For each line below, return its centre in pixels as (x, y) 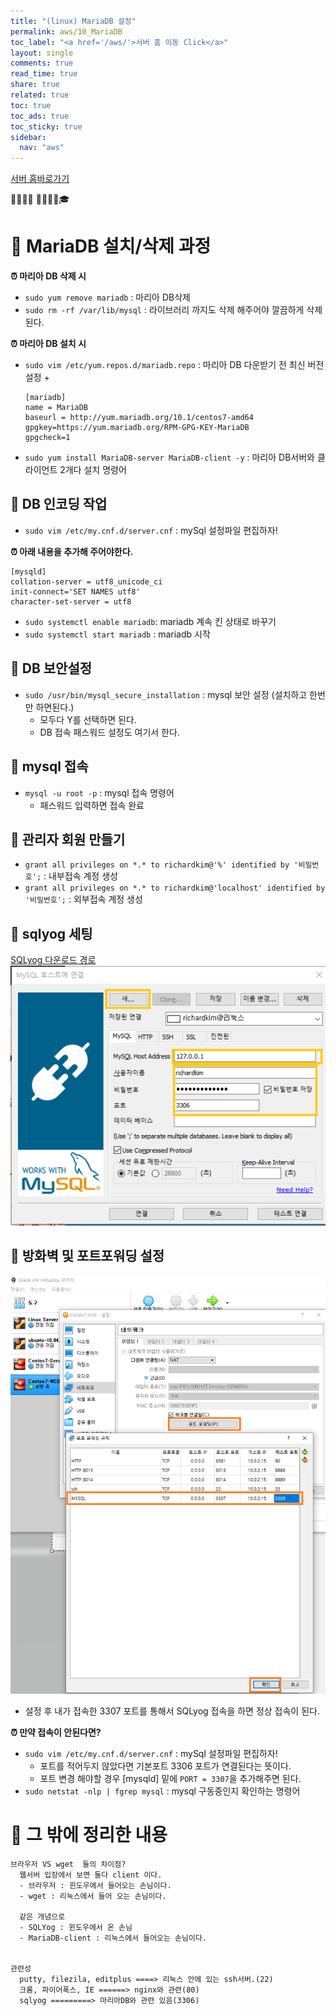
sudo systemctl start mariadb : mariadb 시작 (117, 634)
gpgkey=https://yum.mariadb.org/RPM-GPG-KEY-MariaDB (137, 428)
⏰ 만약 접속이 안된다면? (56, 1732)
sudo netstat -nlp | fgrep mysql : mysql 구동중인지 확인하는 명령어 (162, 1791)
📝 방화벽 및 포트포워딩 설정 (87, 1256)
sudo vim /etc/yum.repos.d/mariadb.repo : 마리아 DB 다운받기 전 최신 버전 (174, 365)
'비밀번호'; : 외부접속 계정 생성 (83, 899)
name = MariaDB (56, 408)
